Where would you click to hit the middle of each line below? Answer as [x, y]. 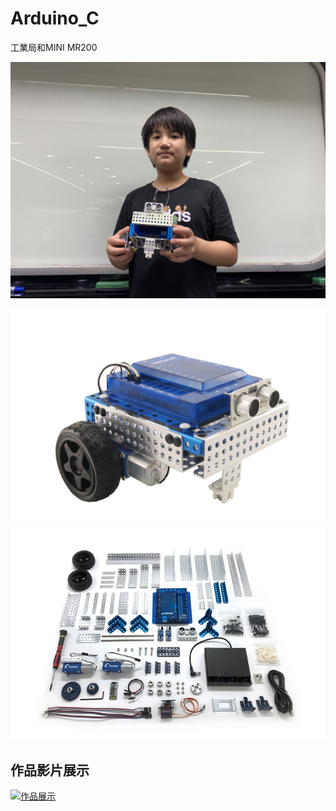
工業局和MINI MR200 [54, 47]
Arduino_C [55, 18]
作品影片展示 [50, 770]
